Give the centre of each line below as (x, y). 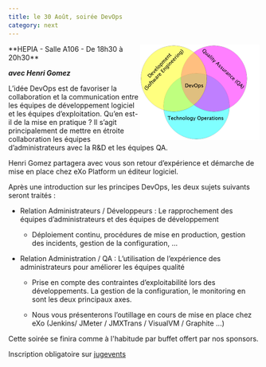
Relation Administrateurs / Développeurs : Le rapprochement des (126, 210)
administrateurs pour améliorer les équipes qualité (102, 267)
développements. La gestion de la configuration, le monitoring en (139, 291)
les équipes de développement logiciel (72, 105)
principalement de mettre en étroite (66, 131)
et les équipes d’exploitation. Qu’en (66, 113)
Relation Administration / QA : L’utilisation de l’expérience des (120, 258)
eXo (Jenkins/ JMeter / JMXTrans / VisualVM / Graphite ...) (128, 323)
